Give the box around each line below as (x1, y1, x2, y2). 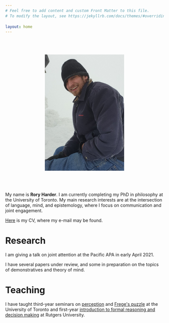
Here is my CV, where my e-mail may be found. (5, 217, 103, 223)
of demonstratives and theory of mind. (5, 267, 85, 273)
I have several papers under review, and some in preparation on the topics (5, 261, 159, 267)
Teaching (5, 285, 45, 296)
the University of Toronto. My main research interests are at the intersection (5, 197, 162, 203)
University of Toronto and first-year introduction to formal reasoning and (5, 306, 155, 312)
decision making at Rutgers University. (5, 311, 85, 317)
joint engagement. (5, 207, 43, 214)
